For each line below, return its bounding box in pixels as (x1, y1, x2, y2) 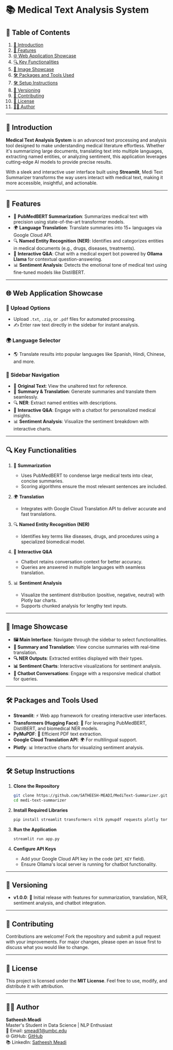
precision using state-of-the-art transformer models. (13, 218, 125, 225)
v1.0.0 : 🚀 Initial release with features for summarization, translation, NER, (13, 894, 168, 901)
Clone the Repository (13, 783, 60, 789)
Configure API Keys (13, 846, 56, 852)
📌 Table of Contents (6, 28, 70, 37)
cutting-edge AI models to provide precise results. (6, 159, 112, 165)
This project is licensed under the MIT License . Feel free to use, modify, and (6, 978, 167, 984)
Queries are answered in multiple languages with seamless (21, 564, 146, 570)
